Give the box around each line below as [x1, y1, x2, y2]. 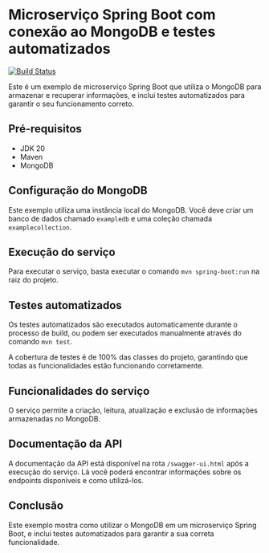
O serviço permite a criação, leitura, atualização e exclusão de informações [8, 405, 259, 415]
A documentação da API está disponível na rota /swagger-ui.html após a [8, 458, 249, 468]
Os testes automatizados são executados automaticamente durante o [8, 319, 238, 330]
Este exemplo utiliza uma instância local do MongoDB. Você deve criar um [8, 205, 254, 214]
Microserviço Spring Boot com [8, 6, 216, 24]
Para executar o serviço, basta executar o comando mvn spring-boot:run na [8, 266, 260, 276]
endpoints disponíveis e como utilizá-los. [8, 475, 145, 485]
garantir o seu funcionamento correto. [8, 99, 135, 108]
